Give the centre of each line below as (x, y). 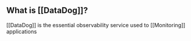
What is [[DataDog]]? (47, 11)
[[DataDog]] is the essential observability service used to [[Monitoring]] (96, 25)
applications (22, 31)
